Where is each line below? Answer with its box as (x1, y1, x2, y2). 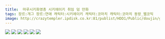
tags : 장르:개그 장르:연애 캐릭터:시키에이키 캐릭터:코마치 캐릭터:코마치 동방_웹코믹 (5, 12, 154, 16)
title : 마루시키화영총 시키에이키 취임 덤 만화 (5, 7, 89, 12)
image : (5, 16, 19, 21)
